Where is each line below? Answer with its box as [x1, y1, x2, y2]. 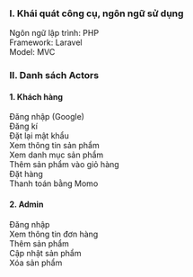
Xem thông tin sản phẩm [9, 140, 101, 151]
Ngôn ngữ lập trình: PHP [9, 28, 100, 39]
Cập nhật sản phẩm [9, 247, 82, 258]
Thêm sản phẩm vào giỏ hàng [9, 159, 119, 170]
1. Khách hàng [9, 91, 64, 102]
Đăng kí [9, 121, 39, 132]
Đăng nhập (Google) [9, 112, 85, 122]
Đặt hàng [9, 169, 43, 180]
